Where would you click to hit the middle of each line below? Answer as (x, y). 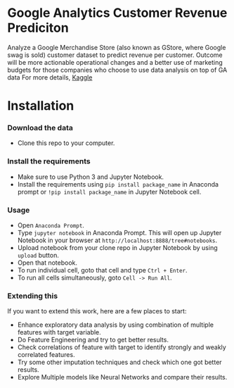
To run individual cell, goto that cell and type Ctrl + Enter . (102, 270)
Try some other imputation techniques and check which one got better (120, 362)
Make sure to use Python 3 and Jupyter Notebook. (90, 177)
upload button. (38, 256)
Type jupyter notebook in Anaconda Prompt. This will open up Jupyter (119, 233)
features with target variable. (59, 332)
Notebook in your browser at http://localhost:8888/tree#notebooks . (117, 240)
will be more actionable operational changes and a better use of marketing (115, 62)
